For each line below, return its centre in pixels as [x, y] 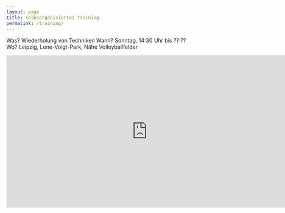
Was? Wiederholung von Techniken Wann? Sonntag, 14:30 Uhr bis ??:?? [96, 41]
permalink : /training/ [35, 23]
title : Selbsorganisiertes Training [53, 18]
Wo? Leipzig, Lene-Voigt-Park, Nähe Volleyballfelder [72, 47]
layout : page [23, 12]
